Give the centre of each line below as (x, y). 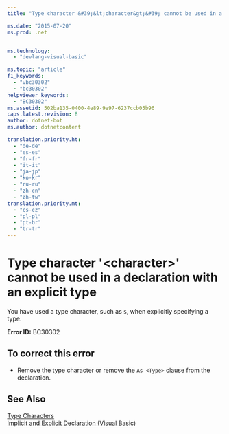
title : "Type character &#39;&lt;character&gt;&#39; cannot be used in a (115, 13)
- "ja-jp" (27, 172)
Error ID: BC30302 (34, 332)
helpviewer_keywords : (38, 95)
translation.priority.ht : (44, 140)
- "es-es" (27, 152)
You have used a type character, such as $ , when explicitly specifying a (108, 311)
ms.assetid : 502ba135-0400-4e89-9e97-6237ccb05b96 (81, 108)
